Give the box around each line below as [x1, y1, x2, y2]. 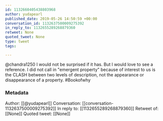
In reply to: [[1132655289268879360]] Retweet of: [57, 105, 159, 111]
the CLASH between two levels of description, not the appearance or [5, 72, 144, 77]
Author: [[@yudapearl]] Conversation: [5, 100, 82, 106]
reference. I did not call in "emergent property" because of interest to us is [5, 67, 156, 73]
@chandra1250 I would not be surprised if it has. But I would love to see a [5, 61, 153, 67]
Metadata [5, 89, 28, 96]
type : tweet [5, 39, 29, 44]
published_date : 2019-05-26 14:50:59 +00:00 [5, 16, 97, 21]
